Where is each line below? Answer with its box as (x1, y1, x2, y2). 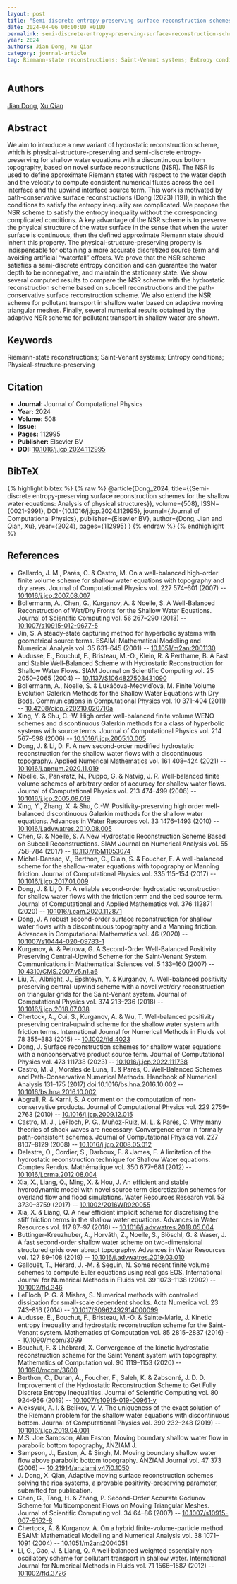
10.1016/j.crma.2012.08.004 (17, 1170, 97, 1178)
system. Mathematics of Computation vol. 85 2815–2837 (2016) (39, 1328, 224, 1336)
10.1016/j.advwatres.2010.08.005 (17, 824, 113, 832)
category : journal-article (7, 50, 87, 57)
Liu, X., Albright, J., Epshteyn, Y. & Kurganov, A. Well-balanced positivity (17, 975, 228, 983)
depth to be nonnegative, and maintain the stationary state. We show (7, 268, 208, 277)
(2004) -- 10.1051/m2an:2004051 (32, 1539, 128, 1547)
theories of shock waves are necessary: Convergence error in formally (17, 1125, 224, 1133)
